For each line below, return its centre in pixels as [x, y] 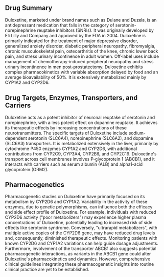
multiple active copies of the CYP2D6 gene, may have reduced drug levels [80, 233]
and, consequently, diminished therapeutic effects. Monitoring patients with [81, 238]
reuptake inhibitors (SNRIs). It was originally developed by [95, 30]
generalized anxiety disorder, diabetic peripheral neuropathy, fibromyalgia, [80, 46]
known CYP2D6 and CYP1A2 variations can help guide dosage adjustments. [82, 243]
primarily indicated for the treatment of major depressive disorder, [72, 41]
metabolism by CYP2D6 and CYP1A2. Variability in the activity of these [76, 202]
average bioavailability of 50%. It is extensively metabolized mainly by [76, 77]
